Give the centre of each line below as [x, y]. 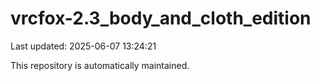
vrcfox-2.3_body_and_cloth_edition [161, 18]
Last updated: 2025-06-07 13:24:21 [83, 46]
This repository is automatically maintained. [100, 65]
